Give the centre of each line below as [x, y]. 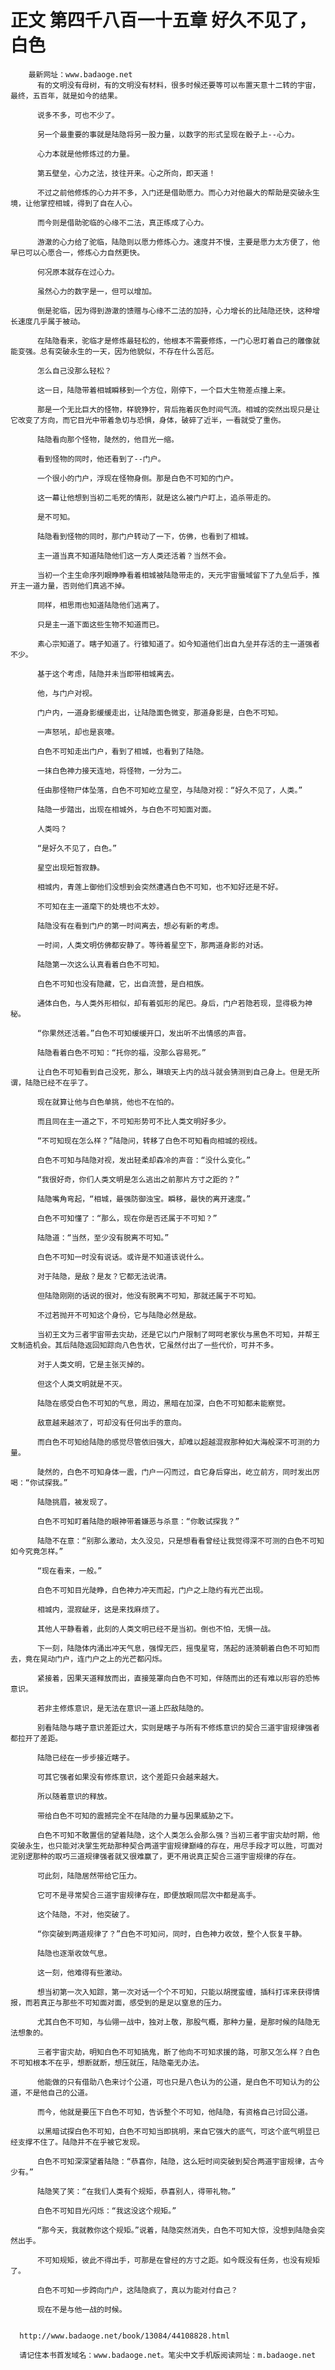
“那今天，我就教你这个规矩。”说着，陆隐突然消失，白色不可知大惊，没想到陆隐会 [177, 2230]
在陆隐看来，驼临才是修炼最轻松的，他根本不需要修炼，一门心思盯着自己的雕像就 [178, 341]
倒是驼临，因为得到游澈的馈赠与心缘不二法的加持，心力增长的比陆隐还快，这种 [174, 311]
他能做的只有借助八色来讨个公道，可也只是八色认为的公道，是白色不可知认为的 [174, 2082]
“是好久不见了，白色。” [77, 848]
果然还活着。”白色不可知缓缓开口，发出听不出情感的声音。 [150, 1033]
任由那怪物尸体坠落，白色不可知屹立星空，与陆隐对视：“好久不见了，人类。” [169, 790]
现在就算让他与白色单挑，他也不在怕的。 [107, 1102]
